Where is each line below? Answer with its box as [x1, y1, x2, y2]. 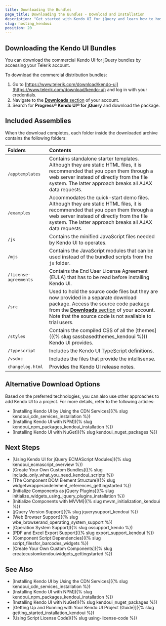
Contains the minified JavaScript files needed [49, 233, 155, 240]
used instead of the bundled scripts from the [49, 253, 153, 260]
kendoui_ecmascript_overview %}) [12, 461, 83, 467]
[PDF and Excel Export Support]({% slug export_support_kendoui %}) [12, 530, 154, 536]
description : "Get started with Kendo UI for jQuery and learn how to [5, 16, 154, 21]
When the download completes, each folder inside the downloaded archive [5, 129, 158, 136]
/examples [7, 210, 31, 215]
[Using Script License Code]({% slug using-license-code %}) [12, 615, 137, 621]
